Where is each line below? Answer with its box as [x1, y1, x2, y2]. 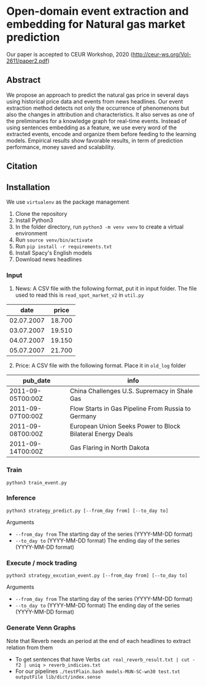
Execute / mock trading [6, 558, 77, 567]
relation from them [6, 644, 53, 651]
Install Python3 [15, 216, 53, 224]
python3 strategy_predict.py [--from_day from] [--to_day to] [6, 508, 169, 514]
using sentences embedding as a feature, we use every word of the [6, 124, 177, 131]
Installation [6, 182, 50, 192]
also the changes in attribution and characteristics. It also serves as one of [6, 110, 195, 118]
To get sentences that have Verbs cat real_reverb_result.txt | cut [15, 656, 190, 663]
